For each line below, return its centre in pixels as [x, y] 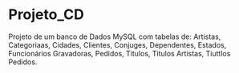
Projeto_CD [46, 15]
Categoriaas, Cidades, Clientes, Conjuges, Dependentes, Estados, [117, 44]
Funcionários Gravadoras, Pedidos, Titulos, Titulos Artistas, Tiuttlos [119, 53]
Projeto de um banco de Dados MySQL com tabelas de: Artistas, [115, 36]
